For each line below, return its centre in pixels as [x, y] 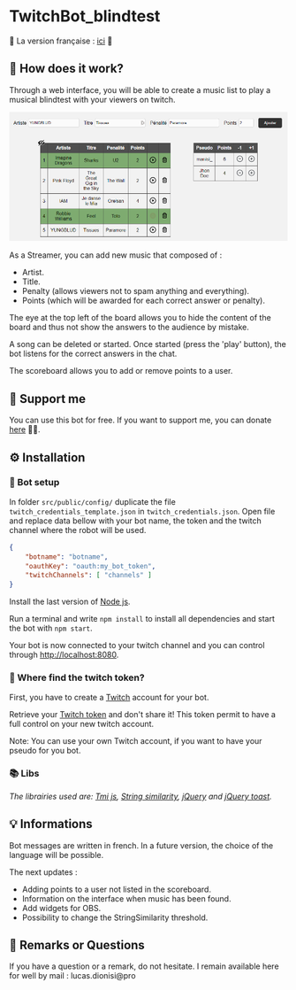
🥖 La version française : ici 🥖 [61, 41]
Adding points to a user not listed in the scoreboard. [117, 889]
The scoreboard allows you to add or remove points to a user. [121, 371]
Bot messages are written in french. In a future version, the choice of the [141, 845]
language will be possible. [57, 855]
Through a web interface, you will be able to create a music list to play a [140, 89]
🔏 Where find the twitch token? [77, 677]
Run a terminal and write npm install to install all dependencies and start [142, 619]
